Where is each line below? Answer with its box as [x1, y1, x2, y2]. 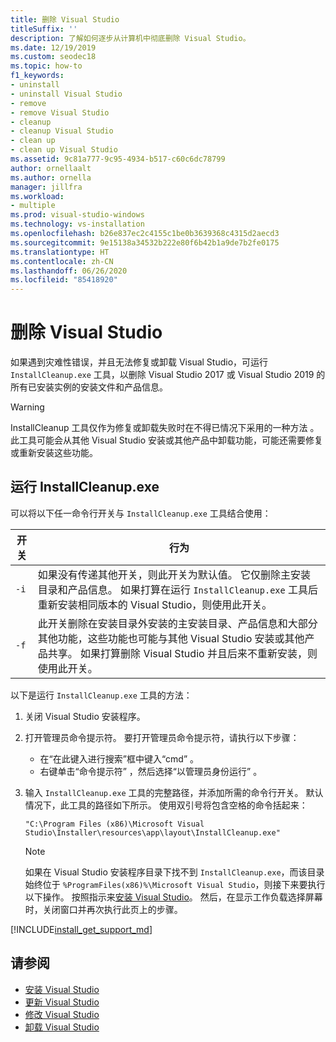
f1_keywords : [10, 71, 65, 81]
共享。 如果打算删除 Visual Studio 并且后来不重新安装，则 [47, 646, 318, 660]
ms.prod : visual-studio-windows [10, 210, 145, 220]
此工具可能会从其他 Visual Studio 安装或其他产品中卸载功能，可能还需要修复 [10, 434, 323, 446]
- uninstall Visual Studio [10, 89, 123, 99]
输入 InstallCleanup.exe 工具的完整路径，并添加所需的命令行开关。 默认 [24, 786, 324, 798]
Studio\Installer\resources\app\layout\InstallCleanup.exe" [24, 827, 281, 838]
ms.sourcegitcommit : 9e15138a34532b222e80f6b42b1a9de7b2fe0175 [10, 237, 280, 248]
